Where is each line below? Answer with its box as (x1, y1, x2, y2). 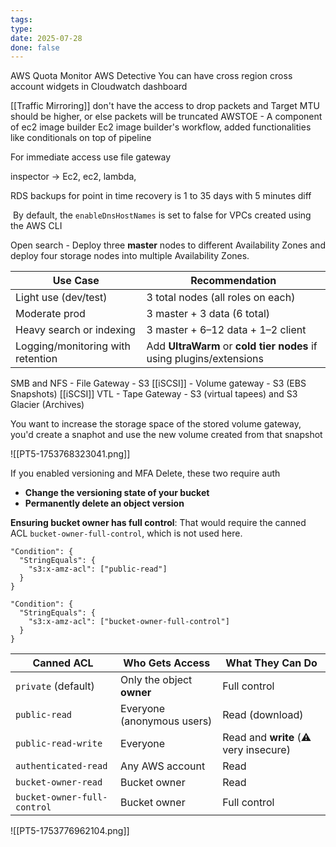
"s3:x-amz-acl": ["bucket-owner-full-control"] (28, 617, 230, 627)
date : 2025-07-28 (10, 33, 83, 43)
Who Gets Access (123, 656, 211, 670)
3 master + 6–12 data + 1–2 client (146, 323, 307, 337)
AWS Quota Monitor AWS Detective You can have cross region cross (10, 70, 293, 82)
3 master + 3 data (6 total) (146, 307, 271, 321)
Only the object (120, 673, 193, 687)
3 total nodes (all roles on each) (146, 291, 296, 305)
